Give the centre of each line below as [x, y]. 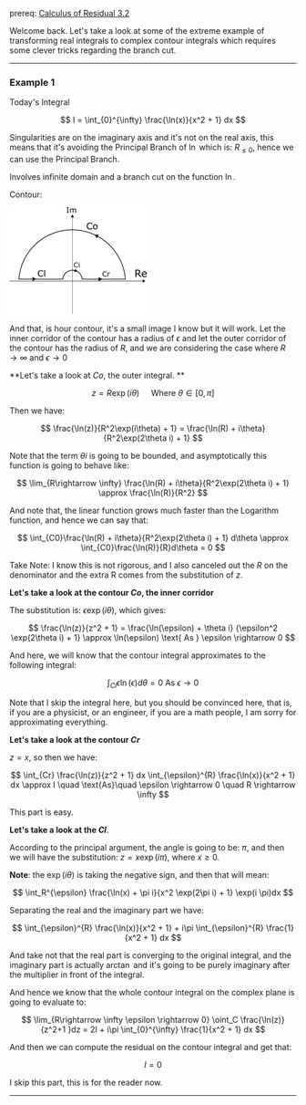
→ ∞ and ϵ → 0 [39, 358]
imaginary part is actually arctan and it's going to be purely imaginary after [150, 964]
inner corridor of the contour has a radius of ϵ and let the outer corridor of [148, 339]
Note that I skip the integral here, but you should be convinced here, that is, [151, 703]
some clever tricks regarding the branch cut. [93, 50]
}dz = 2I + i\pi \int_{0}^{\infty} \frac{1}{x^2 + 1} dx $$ [167, 1029]
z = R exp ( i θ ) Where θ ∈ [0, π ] [153, 393]
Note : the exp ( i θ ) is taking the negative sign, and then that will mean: [139, 874]
